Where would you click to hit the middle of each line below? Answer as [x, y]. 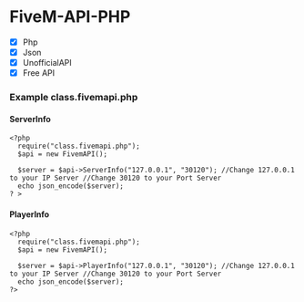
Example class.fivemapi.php [74, 98]
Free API [39, 73]
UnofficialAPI [47, 63]
